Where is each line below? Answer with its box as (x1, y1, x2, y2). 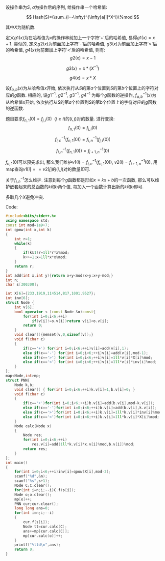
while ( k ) (14, 241, 32, 246)
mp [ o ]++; (14, 497, 32, 502)
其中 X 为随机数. (5, 24, 36, 30)
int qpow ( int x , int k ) (5, 227, 52, 232)
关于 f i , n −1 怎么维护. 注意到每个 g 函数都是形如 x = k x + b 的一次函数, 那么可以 (5, 176, 155, 184)
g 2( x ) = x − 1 (70, 55, 96, 60)
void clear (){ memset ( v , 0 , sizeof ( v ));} (14, 332, 94, 337)
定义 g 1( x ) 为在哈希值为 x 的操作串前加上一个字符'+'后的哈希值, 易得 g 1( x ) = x (5, 35, 155, 40)
